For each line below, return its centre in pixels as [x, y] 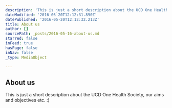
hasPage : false [21, 48]
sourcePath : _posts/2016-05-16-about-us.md [52, 34]
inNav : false [19, 52]
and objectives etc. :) [27, 100]
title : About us [23, 24]
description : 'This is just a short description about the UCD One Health [87, 10]
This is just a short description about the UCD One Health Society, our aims [85, 95]
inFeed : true [19, 43]
